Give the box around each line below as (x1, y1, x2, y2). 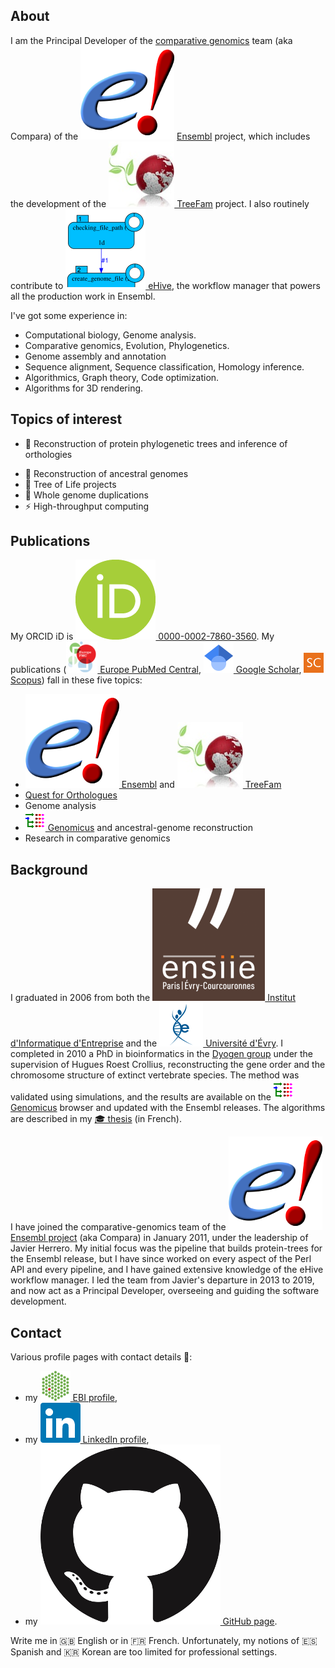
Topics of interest (10, 411, 123, 428)
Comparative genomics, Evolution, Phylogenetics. (24, 339, 230, 351)
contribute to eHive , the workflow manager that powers (10, 279, 321, 291)
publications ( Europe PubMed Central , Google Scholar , (10, 664, 302, 676)
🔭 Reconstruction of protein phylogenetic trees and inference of (24, 437, 288, 449)
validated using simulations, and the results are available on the (10, 1091, 272, 1103)
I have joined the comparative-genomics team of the (10, 1221, 227, 1233)
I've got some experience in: (10, 309, 128, 321)
